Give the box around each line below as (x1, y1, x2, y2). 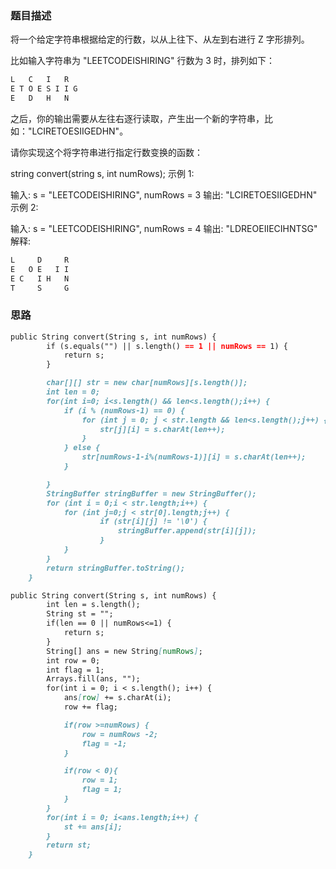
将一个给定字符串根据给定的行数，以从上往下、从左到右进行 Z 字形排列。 (10, 33, 310, 46)
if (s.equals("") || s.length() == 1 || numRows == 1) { (46, 341, 288, 351)
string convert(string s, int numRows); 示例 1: (10, 167, 195, 179)
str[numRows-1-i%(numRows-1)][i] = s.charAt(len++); (81, 452, 307, 462)
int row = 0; (46, 655, 101, 666)
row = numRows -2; (81, 729, 159, 739)
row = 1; (81, 775, 118, 786)
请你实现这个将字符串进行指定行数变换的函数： (10, 146, 203, 158)
